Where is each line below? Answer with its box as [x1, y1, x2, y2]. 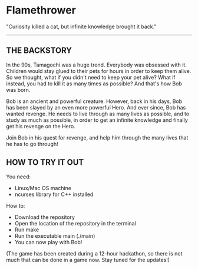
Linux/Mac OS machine [14, 184, 72, 191]
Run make [14, 226, 39, 233]
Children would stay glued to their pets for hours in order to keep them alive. [6, 67, 192, 74]
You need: [6, 173, 31, 180]
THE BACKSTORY [6, 45, 72, 56]
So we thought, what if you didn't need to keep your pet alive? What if [6, 74, 176, 81]
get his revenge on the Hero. [6, 122, 75, 129]
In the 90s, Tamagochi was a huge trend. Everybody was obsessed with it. [6, 61, 187, 68]
